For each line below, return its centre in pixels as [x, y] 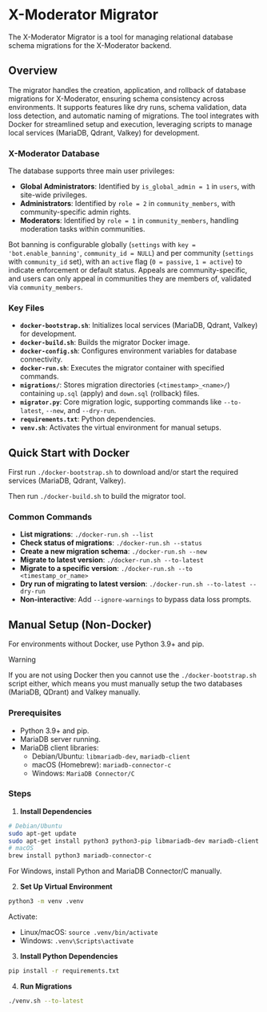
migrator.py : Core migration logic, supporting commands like [121, 402]
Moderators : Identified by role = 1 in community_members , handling [129, 221]
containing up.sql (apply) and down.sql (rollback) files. [110, 394]
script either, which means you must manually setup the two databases [126, 684]
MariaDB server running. [60, 739]
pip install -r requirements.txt [64, 971]
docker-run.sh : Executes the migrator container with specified [122, 368]
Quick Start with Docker [69, 453]
